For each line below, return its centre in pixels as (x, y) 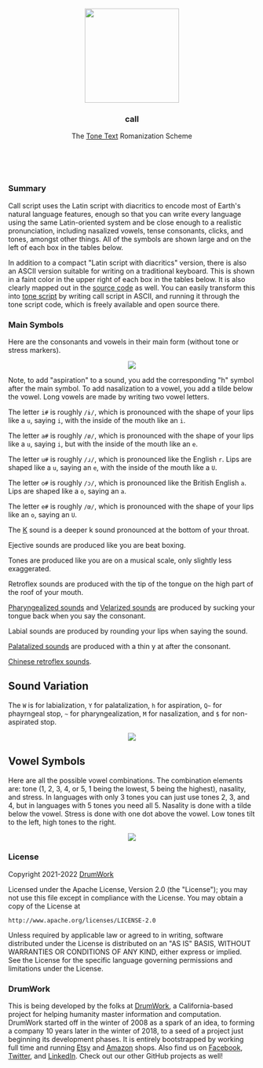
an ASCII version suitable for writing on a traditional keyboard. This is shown (131, 271)
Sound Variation (48, 686)
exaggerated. (30, 568)
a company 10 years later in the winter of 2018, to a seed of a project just (126, 1031)
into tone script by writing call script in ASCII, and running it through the (124, 295)
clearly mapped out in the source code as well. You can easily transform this (131, 288)
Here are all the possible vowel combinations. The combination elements (126, 780)
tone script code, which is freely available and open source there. (114, 304)
